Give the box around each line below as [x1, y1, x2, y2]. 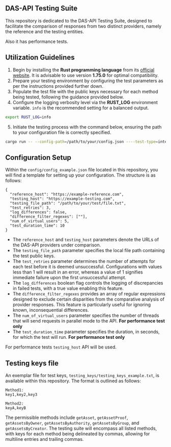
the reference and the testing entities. [5, 28, 84, 35]
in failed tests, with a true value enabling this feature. [12, 285, 124, 291]
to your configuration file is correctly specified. [12, 129, 111, 135]
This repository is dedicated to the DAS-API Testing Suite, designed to [5, 17, 153, 23]
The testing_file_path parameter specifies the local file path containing [12, 247, 165, 254]
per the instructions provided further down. [12, 83, 103, 89]
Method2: [5, 401, 24, 406]
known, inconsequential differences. [12, 307, 89, 313]
